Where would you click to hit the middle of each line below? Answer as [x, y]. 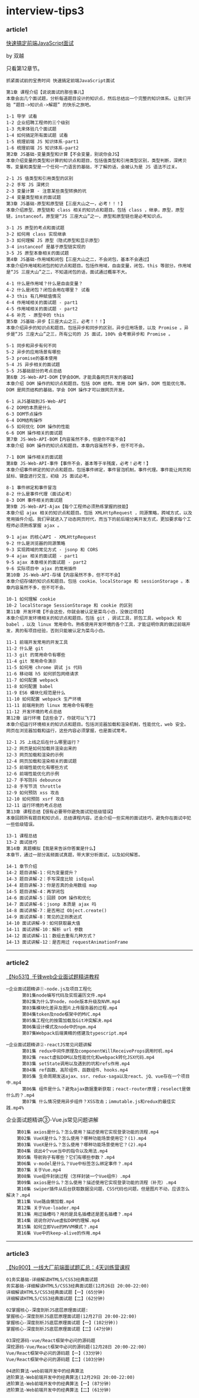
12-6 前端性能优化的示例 [33, 774]
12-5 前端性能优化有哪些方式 [37, 768]
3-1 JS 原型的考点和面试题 [36, 228]
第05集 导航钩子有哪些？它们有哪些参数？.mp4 [66, 1157]
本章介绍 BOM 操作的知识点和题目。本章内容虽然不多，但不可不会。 [77, 446]
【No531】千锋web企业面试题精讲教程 [53, 976]
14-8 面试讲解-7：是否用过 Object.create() [57, 911]
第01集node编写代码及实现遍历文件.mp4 [64, 995]
